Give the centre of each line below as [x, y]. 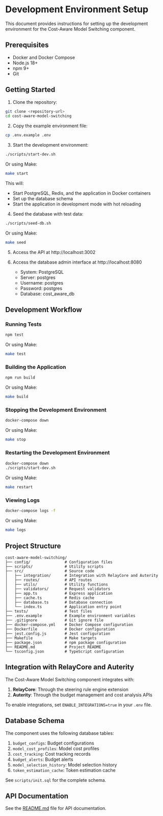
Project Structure [33, 546]
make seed [16, 242]
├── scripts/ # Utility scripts [54, 567]
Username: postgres [42, 283]
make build [17, 397]
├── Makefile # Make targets [51, 638]
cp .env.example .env [28, 135]
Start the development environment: [50, 145]
